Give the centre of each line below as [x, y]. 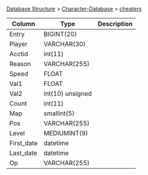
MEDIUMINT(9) [66, 133]
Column [24, 24]
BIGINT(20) [61, 34]
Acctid [19, 54]
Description [115, 24]
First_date [24, 143]
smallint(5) [59, 113]
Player [18, 44]
